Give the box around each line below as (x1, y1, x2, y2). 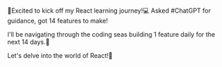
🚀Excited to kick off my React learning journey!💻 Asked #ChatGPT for (7, 6, 211, 15)
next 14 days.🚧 (7, 38, 50, 46)
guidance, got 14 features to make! (7, 17, 109, 25)
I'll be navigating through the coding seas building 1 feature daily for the (7, 30, 216, 38)
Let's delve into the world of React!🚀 (7, 51, 113, 59)
